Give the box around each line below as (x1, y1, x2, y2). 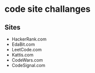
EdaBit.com (11, 41, 35, 47)
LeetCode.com (11, 47, 42, 52)
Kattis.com (11, 52, 34, 58)
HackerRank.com (11, 36, 47, 42)
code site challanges (4, 3, 91, 15)
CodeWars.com (11, 57, 43, 63)
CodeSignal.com (11, 63, 46, 68)
